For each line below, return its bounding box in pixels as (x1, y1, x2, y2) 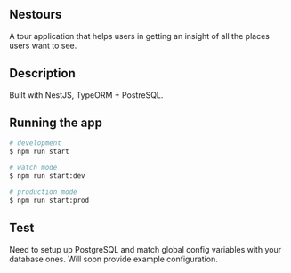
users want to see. (9, 40, 77, 51)
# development (9, 139, 62, 148)
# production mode (9, 187, 77, 197)
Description (9, 66, 76, 81)
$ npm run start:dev (9, 172, 86, 181)
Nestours (9, 7, 62, 22)
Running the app (9, 116, 102, 131)
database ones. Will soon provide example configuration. (9, 253, 218, 264)
